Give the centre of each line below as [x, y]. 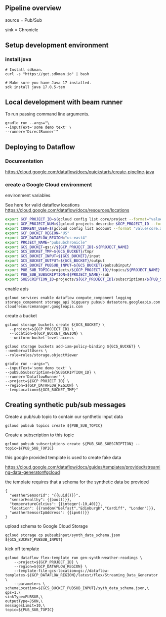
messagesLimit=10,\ [25, 606]
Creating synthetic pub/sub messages [65, 405]
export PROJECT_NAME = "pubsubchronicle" [46, 242]
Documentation [24, 161]
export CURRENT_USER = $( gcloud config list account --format [68, 229]
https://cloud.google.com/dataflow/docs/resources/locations [67, 210]
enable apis [17, 289]
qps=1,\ [13, 593]
